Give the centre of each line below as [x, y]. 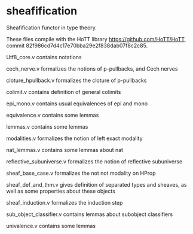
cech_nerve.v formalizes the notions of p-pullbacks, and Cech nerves [92, 69]
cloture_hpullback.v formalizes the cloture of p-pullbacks [76, 80]
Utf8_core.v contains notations [44, 57]
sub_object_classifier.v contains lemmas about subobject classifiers [90, 214]
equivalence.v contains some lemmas [53, 115]
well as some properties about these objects [61, 191]
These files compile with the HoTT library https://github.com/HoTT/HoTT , [96, 39]
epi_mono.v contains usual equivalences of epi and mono [77, 104]
